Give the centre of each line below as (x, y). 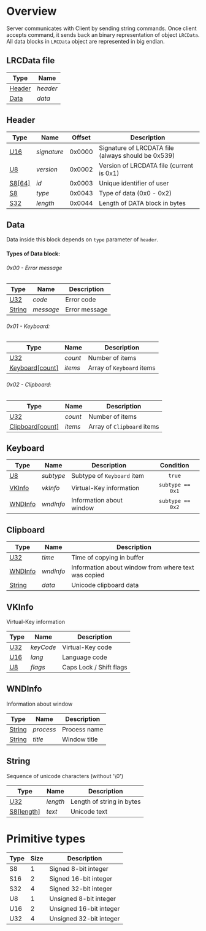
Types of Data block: (33, 254)
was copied (88, 575)
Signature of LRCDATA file (136, 147)
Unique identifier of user (134, 183)
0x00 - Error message (34, 268)
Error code (81, 300)
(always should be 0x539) (137, 155)
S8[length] (25, 811)
